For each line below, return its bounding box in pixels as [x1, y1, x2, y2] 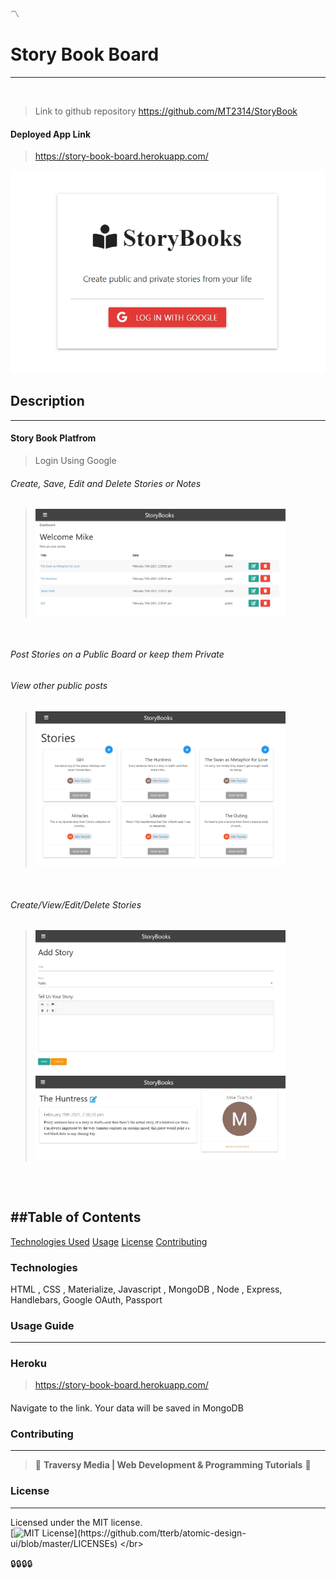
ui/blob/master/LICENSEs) [10, 1537, 118, 1549]
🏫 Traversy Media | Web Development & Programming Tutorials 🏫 [34, 1459, 312, 1471]
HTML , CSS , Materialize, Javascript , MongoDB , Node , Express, [10, 1283, 283, 1295]
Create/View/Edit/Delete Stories [10, 898, 142, 911]
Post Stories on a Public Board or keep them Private [10, 648, 225, 661]
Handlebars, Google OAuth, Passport [10, 1293, 163, 1306]
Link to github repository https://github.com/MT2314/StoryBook [34, 105, 298, 117]
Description [10, 393, 85, 410]
